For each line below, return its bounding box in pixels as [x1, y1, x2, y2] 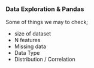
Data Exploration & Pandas [5, 5, 84, 13]
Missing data [14, 43, 46, 50]
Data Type [14, 49, 40, 57]
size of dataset [14, 30, 51, 37]
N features [14, 37, 41, 44]
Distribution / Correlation [14, 56, 75, 63]
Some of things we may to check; [5, 19, 88, 26]
